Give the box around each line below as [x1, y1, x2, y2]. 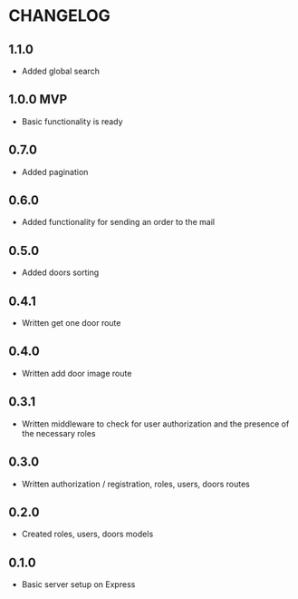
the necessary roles [21, 427, 96, 438]
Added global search [21, 65, 101, 76]
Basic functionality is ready [21, 115, 123, 127]
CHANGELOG [8, 5, 111, 26]
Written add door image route [21, 368, 132, 378]
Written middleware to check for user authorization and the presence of [21, 418, 290, 429]
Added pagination [21, 166, 89, 177]
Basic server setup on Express [21, 579, 136, 590]
